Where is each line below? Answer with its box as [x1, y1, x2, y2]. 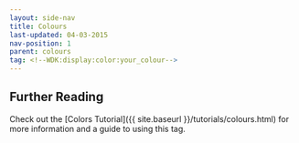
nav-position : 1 [9, 38, 71, 48]
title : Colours [9, 22, 68, 31]
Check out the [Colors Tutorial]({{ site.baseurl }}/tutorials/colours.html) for [9, 113, 290, 124]
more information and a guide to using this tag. [9, 123, 186, 134]
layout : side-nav [9, 13, 76, 23]
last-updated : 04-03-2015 [9, 30, 108, 39]
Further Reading [9, 89, 104, 105]
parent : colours [9, 47, 71, 56]
